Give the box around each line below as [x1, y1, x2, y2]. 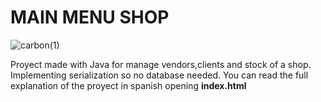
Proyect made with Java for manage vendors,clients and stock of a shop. [10, 58, 312, 70]
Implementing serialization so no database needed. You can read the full [10, 69, 309, 81]
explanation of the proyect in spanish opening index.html [10, 79, 247, 91]
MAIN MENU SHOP [10, 6, 170, 29]
